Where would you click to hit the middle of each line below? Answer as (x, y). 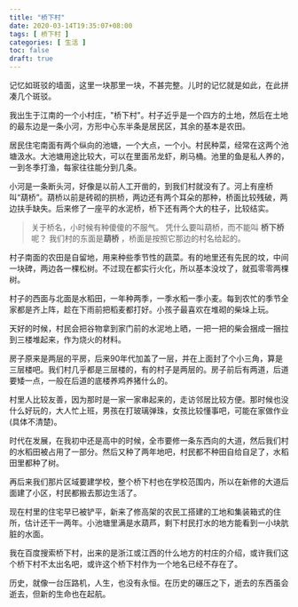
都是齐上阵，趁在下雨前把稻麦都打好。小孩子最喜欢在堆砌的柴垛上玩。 (145, 309)
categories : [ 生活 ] (48, 42)
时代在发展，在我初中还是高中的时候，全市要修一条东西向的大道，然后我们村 (149, 440)
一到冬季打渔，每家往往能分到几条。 (75, 167)
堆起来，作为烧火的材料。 (79, 339)
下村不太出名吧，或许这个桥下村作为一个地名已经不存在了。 (133, 564)
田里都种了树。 (36, 463)
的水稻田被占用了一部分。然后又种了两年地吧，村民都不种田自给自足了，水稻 (149, 451)
